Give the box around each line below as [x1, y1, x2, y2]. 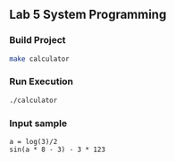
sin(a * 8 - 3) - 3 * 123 [9, 145, 105, 155]
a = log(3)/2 [9, 138, 58, 147]
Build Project [9, 34, 66, 47]
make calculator [9, 54, 70, 64]
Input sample [9, 116, 68, 129]
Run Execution [9, 75, 74, 88]
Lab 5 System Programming [9, 7, 167, 22]
